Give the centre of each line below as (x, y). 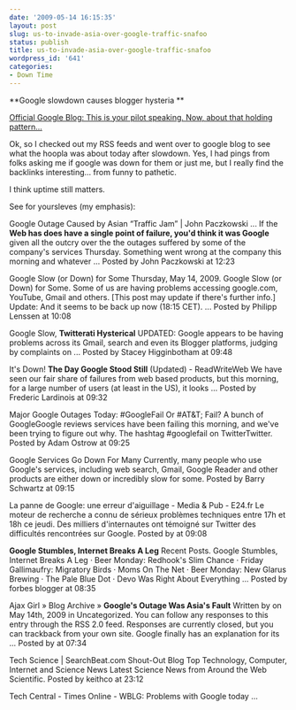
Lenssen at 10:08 (40, 316)
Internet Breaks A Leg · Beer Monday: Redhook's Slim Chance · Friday (136, 560)
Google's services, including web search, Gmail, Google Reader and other (144, 469)
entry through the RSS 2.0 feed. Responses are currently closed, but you (141, 624)
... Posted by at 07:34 (48, 643)
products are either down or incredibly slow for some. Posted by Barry (137, 478)
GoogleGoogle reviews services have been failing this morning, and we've (144, 424)
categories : (31, 67)
